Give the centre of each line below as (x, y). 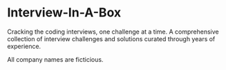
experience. (24, 46)
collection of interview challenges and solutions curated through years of (111, 38)
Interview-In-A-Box (64, 13)
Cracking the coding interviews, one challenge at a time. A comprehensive (113, 32)
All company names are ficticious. (55, 59)
